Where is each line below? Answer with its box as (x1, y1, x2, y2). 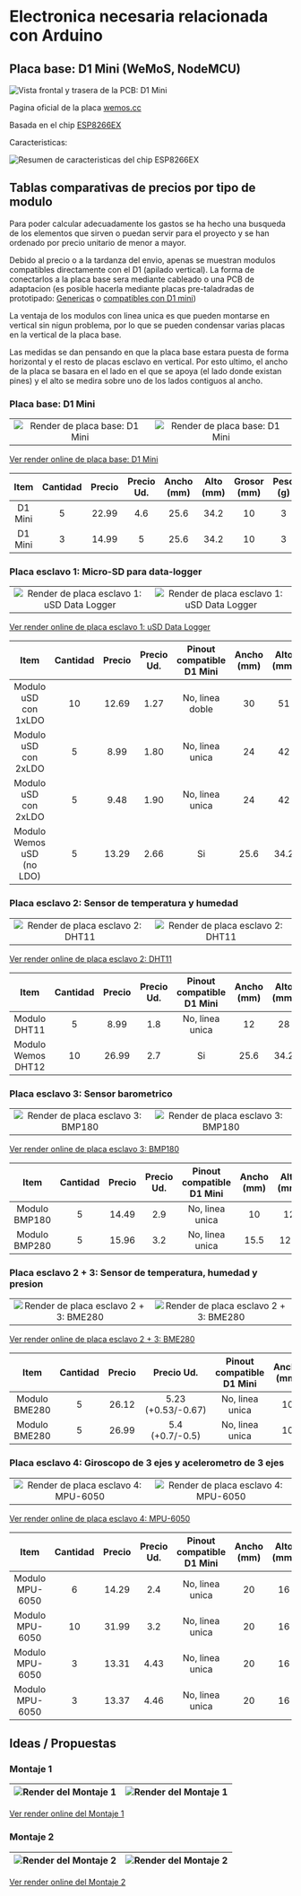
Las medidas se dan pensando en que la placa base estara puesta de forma (9, 346, 289, 357)
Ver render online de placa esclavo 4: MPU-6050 (9, 1513, 191, 1524)
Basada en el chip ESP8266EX (9, 119, 122, 130)
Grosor (234, 476, 264, 488)
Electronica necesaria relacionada (9, 6, 269, 27)
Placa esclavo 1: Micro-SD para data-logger (9, 565, 202, 578)
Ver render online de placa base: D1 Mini (9, 454, 159, 465)
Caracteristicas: (9, 137, 68, 147)
